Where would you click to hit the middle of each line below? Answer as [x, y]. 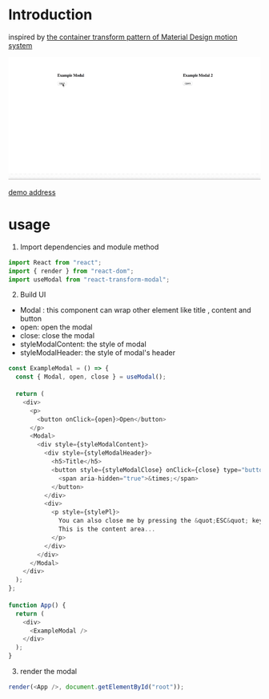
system [20, 45]
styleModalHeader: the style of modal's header [98, 353]
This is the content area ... [107, 529]
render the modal [48, 672]
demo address [32, 192]
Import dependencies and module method [89, 247]
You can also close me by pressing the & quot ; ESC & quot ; [154, 521]
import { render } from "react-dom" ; [71, 271]
